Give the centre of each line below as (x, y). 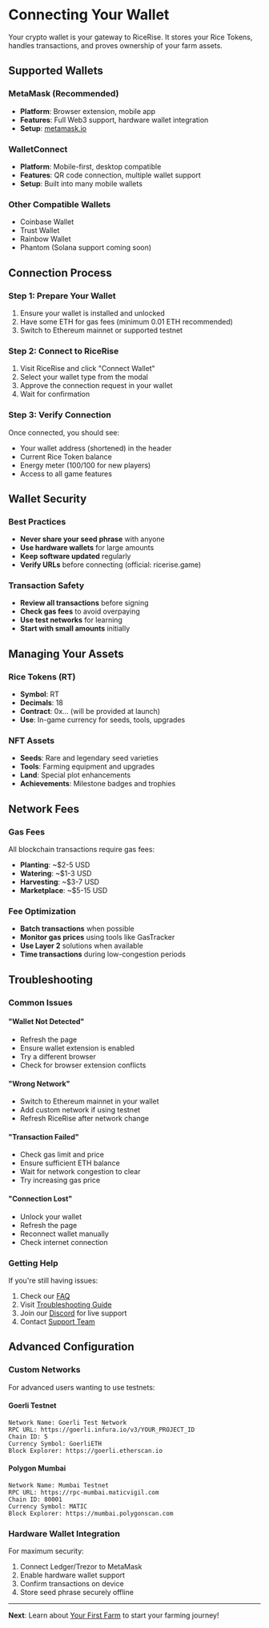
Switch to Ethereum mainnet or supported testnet (101, 330)
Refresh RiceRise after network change (84, 1119)
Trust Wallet (40, 231)
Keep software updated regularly (75, 557)
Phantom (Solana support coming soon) (86, 247)
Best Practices (37, 521)
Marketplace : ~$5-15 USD (64, 891)
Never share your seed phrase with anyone (92, 539)
